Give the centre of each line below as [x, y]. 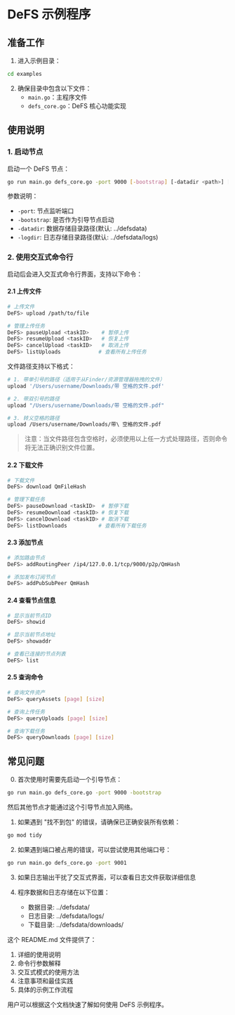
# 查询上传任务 [26, 712]
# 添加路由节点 [26, 558]
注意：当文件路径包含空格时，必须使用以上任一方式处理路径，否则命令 [126, 439]
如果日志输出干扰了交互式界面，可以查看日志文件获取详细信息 [107, 877]
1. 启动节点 [25, 152]
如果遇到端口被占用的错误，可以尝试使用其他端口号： [94, 849]
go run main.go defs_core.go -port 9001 [67, 863]
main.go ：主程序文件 [58, 97]
